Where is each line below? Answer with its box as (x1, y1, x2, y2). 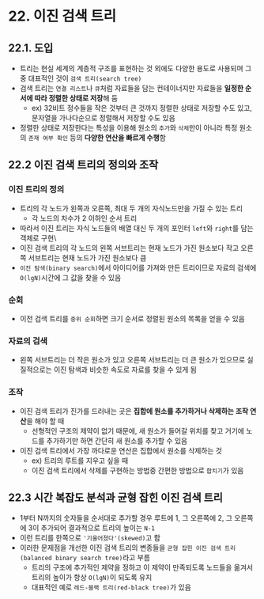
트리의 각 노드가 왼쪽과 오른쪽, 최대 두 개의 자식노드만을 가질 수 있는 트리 (19, 203, 243, 213)
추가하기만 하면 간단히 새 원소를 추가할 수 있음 (46, 436, 188, 445)
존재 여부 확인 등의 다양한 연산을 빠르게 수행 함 (28, 133, 166, 142)
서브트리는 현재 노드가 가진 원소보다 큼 (28, 252, 147, 262)
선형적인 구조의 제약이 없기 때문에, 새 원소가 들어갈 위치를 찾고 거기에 (31, 426, 245, 435)
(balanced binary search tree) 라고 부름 (19, 553, 150, 563)
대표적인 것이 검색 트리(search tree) (28, 74, 142, 83)
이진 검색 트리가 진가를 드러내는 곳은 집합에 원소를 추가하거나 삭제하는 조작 (19, 406, 249, 415)
